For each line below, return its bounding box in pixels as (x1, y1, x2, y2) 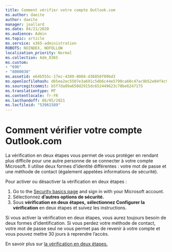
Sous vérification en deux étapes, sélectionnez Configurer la (12, 199, 145, 205)
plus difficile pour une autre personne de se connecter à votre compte (5, 158, 154, 164)
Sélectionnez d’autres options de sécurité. (12, 194, 104, 200)
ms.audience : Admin (5, 31, 47, 36)
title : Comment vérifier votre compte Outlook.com (5, 7, 116, 13)
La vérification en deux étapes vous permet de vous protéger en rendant (5, 152, 159, 158)
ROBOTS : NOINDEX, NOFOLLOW (5, 45, 63, 51)
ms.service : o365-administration (5, 41, 77, 46)
